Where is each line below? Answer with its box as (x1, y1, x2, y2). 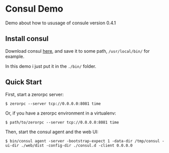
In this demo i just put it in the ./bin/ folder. (5, 63, 96, 69)
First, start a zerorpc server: (5, 91, 64, 97)
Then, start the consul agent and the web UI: (5, 129, 99, 135)
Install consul (5, 34, 49, 43)
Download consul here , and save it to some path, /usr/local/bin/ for (5, 48, 150, 54)
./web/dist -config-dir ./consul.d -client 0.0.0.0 (21, 143, 133, 148)
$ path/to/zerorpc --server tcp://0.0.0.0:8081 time (5, 120, 119, 125)
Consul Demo (5, 3, 63, 15)
